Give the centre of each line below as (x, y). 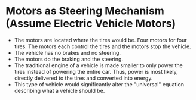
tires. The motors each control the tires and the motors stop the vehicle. (103, 46)
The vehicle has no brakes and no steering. (67, 52)
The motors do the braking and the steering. (69, 59)
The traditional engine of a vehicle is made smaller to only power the (98, 65)
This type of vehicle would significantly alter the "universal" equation (99, 84)
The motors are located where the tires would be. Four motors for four (100, 40)
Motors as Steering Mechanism (85, 11)
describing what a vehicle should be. (59, 90)
